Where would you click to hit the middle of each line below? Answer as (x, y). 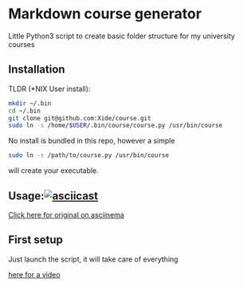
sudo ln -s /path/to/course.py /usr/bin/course (89, 155)
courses (22, 44)
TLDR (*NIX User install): (49, 88)
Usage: (27, 196)
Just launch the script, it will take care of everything (93, 259)
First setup (36, 240)
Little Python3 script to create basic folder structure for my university (121, 36)
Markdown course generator (105, 14)
